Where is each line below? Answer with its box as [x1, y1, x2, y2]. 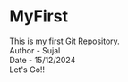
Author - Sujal [9, 45, 61, 55]
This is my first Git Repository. [9, 36, 121, 46]
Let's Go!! [9, 64, 46, 75]
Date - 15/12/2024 [9, 54, 76, 65]
